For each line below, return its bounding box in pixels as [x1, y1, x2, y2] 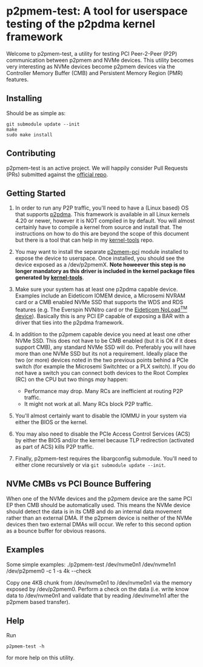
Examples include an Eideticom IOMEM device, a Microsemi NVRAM [15, 292, 186, 299]
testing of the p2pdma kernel [6, 17, 156, 31]
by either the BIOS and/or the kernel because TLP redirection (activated [15, 437, 195, 444]
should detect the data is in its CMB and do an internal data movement [6, 508, 182, 515]
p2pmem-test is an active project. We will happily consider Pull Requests [6, 164, 188, 171]
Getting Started [6, 188, 66, 198]
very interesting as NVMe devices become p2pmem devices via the [6, 62, 176, 70]
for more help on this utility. [6, 654, 75, 662]
